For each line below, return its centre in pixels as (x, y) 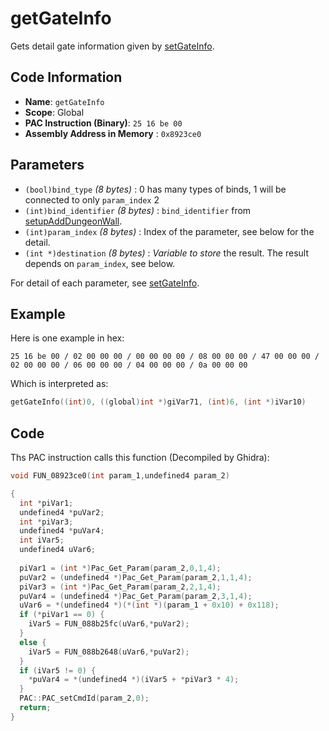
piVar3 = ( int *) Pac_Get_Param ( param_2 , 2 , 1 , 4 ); (120, 587)
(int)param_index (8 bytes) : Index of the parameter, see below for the (169, 231)
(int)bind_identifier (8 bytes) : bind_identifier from (138, 210)
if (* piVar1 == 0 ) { (62, 615)
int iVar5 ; (42, 540)
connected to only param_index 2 (92, 199)
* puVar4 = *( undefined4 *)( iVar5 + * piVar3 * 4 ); (134, 680)
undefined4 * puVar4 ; (62, 531)
